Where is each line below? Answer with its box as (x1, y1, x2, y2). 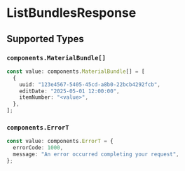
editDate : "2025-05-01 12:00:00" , (19, 88, 120, 95)
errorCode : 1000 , (13, 144, 64, 151)
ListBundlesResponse (6, 5, 137, 21)
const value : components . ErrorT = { (6, 138, 114, 145)
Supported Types (6, 33, 85, 45)
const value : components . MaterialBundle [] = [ (6, 68, 145, 75)
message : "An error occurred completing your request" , (13, 151, 179, 158)
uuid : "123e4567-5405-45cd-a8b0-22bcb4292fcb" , (19, 81, 160, 88)
